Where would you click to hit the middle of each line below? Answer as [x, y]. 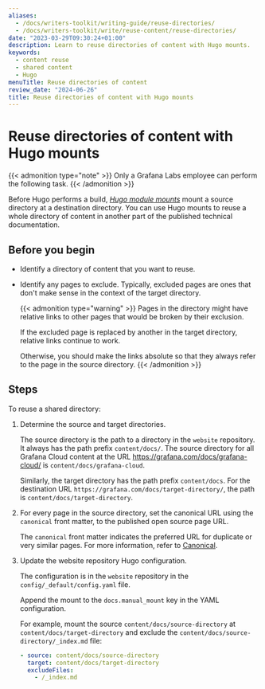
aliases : [23, 16]
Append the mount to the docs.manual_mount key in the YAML [119, 600]
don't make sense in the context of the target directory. [110, 293]
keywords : [25, 53]
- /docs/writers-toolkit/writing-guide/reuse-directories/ [115, 23]
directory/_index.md [54, 641]
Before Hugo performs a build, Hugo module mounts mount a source [121, 199]
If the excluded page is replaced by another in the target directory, [129, 332]
